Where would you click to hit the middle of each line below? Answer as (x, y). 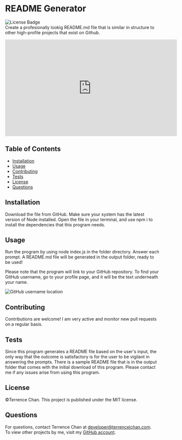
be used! (14, 262)
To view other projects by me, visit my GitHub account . (61, 432)
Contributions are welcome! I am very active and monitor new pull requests (81, 319)
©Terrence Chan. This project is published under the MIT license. (71, 399)
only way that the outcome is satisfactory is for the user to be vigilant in (77, 357)
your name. (17, 282)
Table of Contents (33, 149)
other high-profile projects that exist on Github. (53, 32)
